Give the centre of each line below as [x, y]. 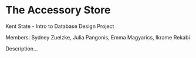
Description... [22, 48]
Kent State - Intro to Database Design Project [60, 26]
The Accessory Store [58, 10]
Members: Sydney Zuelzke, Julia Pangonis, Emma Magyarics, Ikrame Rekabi [98, 37]
